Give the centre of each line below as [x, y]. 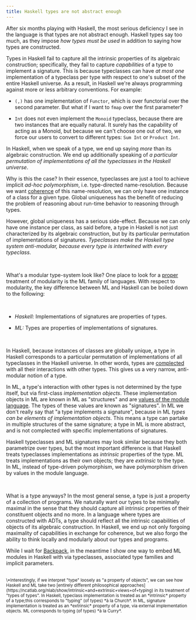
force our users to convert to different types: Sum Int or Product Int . [97, 137]
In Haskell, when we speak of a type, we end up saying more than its [89, 148]
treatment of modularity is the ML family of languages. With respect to [91, 281]
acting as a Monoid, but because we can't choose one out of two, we [98, 131]
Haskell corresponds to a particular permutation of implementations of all [94, 357]
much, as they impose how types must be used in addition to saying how [94, 40]
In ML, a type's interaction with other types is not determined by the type [94, 387]
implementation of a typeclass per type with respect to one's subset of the [96, 77]
